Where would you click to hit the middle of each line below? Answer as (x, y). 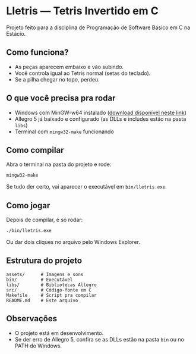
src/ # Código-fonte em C (49, 290)
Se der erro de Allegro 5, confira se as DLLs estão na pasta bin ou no (99, 339)
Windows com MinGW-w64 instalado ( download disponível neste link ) (101, 112)
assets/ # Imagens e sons (45, 274)
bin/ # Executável (39, 280)
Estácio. (16, 33)
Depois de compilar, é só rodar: (45, 220)
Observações (32, 319)
